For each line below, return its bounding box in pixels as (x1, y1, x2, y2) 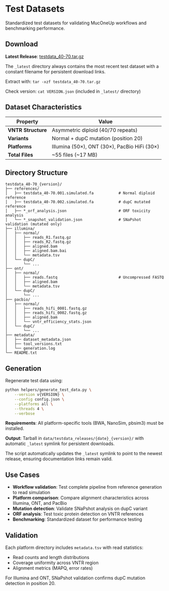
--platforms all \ (14, 401, 53, 407)
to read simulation (12, 490, 51, 496)
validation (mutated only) (5, 221, 62, 227)
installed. (5, 425, 24, 431)
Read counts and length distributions (12, 555, 90, 561)
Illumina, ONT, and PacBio (12, 500, 67, 506)
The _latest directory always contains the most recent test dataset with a (5, 63, 159, 69)
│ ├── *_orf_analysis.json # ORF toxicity (5, 208, 151, 213)
